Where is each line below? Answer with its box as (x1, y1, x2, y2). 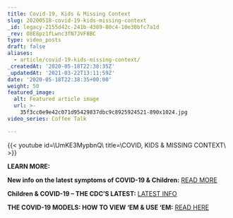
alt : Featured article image (13, 96, 100, 103)
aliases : (7, 50, 33, 57)
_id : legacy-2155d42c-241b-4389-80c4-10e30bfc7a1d (7, 23, 160, 30)
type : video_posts (7, 37, 61, 44)
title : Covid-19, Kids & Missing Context (7, 10, 131, 18)
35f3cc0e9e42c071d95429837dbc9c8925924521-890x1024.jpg (20, 109, 189, 116)
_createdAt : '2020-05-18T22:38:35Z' (7, 63, 115, 70)
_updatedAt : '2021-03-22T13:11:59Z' (7, 69, 115, 76)
